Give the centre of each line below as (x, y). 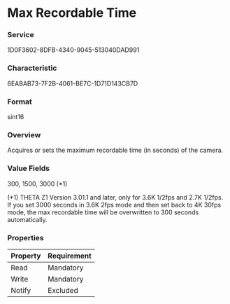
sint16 (16, 117)
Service (21, 35)
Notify (21, 290)
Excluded (63, 290)
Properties (26, 237)
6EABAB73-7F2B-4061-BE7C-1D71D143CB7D (73, 83)
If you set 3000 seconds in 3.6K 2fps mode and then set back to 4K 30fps (114, 205)
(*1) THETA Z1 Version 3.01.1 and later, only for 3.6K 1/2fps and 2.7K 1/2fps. (115, 197)
